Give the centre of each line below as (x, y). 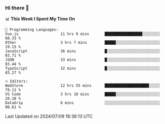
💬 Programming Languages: (32, 30)
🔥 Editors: (17, 81)
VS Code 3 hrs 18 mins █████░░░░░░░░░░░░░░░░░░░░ (83, 94)
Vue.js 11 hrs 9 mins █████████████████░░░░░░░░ (83, 34)
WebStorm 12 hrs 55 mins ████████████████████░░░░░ (83, 86)
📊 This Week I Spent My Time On (40, 19)
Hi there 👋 (17, 8)
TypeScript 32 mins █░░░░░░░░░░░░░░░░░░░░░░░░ (83, 68)
